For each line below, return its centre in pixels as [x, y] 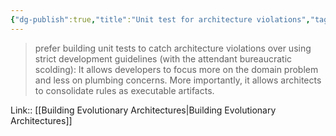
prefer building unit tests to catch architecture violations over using [173, 48]
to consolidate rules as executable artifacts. [124, 90]
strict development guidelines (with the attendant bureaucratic [163, 58]
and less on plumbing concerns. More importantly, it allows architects [178, 80]
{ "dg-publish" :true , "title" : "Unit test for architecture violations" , [160, 19]
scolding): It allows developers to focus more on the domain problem [176, 69]
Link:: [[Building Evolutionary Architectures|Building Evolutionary [143, 110]
